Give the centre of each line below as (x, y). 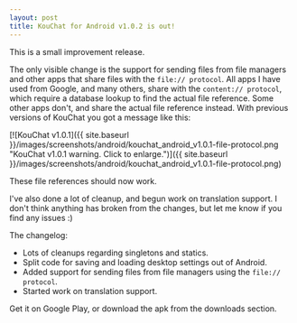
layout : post (34, 18)
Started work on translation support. (90, 291)
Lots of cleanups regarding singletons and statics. (116, 253)
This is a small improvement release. (77, 51)
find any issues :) (42, 217)
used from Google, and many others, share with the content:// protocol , (146, 88)
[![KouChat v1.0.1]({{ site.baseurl (69, 134)
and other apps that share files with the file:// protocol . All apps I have (145, 78)
